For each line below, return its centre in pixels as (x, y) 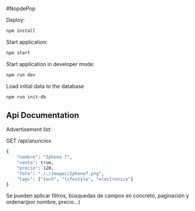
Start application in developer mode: (50, 64)
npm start (18, 52)
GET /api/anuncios (29, 141)
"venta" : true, (35, 163)
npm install (21, 31)
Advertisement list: (29, 130)
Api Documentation (43, 115)
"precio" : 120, (35, 168)
